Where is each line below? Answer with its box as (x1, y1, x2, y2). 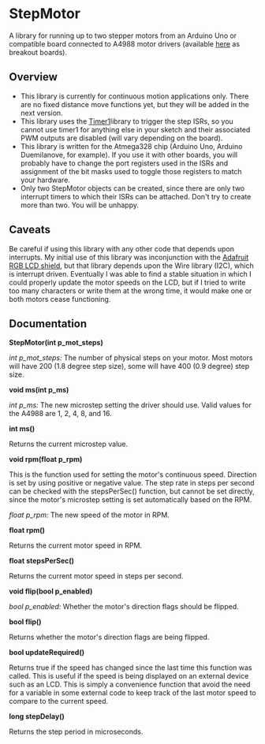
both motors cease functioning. (9, 294, 111, 303)
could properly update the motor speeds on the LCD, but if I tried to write (9, 277, 246, 287)
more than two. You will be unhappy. (20, 200, 139, 210)
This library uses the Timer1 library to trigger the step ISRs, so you (20, 116, 233, 126)
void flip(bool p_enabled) (9, 586, 93, 596)
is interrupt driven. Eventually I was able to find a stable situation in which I (9, 269, 252, 278)
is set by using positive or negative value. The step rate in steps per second (9, 478, 255, 488)
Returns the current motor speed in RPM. (9, 541, 143, 550)
